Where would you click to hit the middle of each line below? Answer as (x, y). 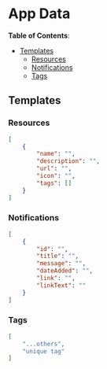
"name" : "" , (56, 154)
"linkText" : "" (61, 285)
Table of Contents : (39, 35)
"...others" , (44, 344)
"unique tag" (44, 351)
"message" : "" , (61, 264)
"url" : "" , (54, 169)
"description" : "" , (68, 161)
